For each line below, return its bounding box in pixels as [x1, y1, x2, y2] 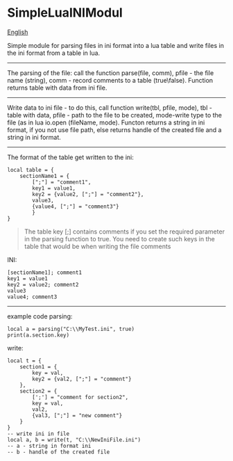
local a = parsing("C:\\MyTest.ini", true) [7, 325, 135, 332]
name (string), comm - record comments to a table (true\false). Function [7, 76, 214, 84]
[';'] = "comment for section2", [32, 394, 129, 401]
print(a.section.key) [7, 332, 70, 339]
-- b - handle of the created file [7, 448, 110, 455]
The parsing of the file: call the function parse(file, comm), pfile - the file [7, 68, 214, 77]
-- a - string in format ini [7, 442, 92, 449]
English [7, 28, 28, 36]
